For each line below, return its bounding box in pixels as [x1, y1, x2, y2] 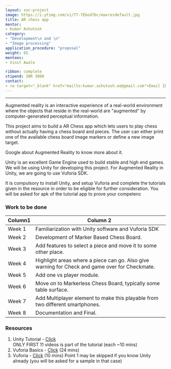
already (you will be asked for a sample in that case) [12, 358, 122, 364]
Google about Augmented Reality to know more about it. [5, 149, 123, 155]
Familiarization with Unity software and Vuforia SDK [35, 226, 159, 233]
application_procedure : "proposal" [5, 46, 81, 51]
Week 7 [8, 298, 26, 305]
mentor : [5, 21, 22, 27]
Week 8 [8, 309, 26, 316]
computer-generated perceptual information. [5, 113, 99, 119]
